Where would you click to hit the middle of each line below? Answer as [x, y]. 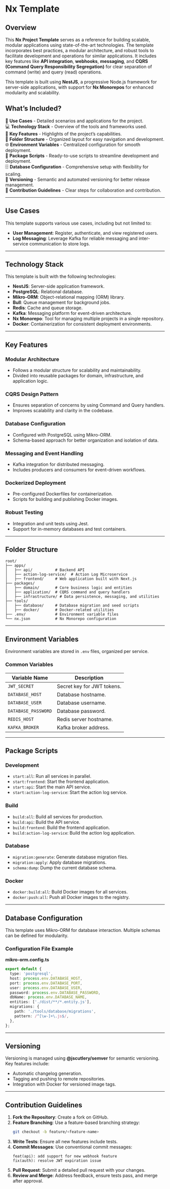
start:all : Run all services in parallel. [52, 776]
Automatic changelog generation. [47, 1073]
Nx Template [32, 9]
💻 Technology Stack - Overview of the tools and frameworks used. [76, 126]
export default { [24, 969]
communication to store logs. [60, 243]
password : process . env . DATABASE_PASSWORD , [55, 993]
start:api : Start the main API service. [52, 787]
